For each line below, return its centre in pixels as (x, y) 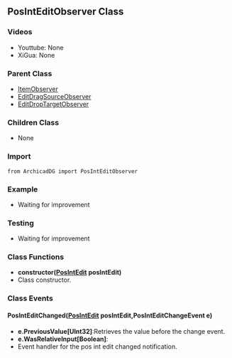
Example (23, 189)
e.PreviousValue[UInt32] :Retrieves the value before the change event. (121, 331)
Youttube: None (40, 47)
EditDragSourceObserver (54, 96)
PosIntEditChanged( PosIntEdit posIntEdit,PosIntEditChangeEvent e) (110, 315)
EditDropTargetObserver (53, 104)
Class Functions (36, 257)
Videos (20, 32)
